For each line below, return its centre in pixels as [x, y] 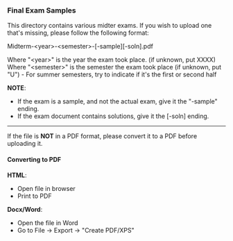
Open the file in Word [48, 223]
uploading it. [25, 144]
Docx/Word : [25, 209]
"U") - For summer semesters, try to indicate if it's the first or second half [112, 74]
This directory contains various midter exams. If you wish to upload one [110, 26]
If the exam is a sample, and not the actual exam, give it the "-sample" [118, 101]
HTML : [17, 175]
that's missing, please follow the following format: [78, 33]
